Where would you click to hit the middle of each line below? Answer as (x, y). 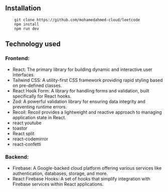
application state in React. (39, 117)
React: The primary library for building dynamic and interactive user (82, 69)
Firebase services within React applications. (58, 184)
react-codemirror (30, 139)
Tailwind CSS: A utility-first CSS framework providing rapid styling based (88, 80)
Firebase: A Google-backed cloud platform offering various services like (87, 168)
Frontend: (18, 58)
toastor (20, 128)
